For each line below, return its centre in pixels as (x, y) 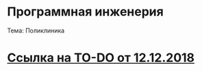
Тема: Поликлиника (36, 30)
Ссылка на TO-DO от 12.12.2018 (101, 58)
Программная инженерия (86, 12)
